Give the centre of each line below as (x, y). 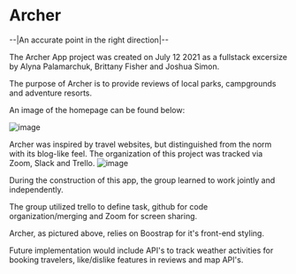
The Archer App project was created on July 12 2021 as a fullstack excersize (148, 57)
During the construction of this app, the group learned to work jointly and (142, 180)
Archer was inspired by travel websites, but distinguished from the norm (140, 144)
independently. (36, 189)
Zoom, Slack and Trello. (52, 163)
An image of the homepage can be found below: (97, 110)
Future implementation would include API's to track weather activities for (141, 250)
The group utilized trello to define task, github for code (109, 206)
